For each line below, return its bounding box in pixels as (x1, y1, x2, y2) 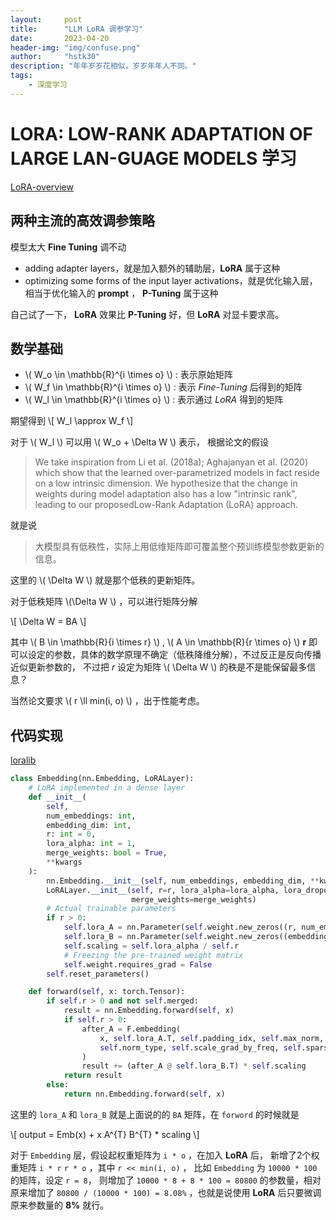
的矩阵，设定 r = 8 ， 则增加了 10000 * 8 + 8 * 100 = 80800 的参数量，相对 (10, 1174, 322, 1186)
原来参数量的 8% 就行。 (10, 1199, 110, 1211)
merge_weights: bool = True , (46, 848, 168, 858)
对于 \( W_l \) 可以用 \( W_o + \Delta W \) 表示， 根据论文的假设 (10, 436, 269, 448)
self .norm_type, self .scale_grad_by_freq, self (99, 1042, 302, 1053)
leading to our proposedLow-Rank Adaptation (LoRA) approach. (34, 499, 299, 511)
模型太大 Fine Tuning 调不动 (10, 241, 127, 253)
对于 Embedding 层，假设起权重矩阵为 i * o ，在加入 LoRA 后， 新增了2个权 (10, 1149, 320, 1161)
